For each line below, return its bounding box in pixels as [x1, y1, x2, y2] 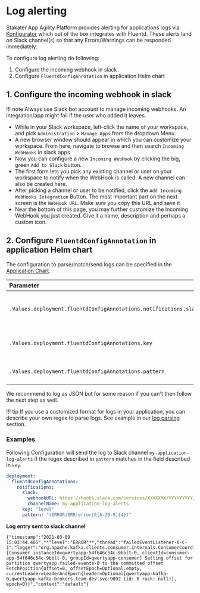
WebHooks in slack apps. [14, 148, 72, 156]
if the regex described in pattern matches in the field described [34, 455, 190, 462]
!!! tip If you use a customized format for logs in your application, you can [6, 408, 186, 415]
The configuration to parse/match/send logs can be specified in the [6, 260, 172, 268]
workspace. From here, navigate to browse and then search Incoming [14, 142, 185, 150]
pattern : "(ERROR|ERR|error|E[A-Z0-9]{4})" [21, 511, 132, 518]
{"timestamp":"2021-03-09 [6, 534, 70, 540]
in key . [6, 461, 22, 468]
